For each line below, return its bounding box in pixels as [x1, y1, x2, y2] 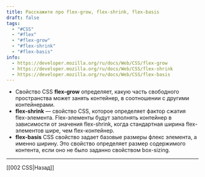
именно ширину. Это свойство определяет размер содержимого [15, 140, 186, 147]
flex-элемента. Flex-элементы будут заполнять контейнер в [15, 114, 172, 121]
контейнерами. [15, 101, 55, 109]
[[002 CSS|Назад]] [6, 164, 55, 172]
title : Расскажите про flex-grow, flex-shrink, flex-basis [6, 9, 160, 15]
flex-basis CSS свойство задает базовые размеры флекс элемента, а [15, 134, 197, 141]
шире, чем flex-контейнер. [45, 127, 115, 134]
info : [6, 54, 20, 60]
